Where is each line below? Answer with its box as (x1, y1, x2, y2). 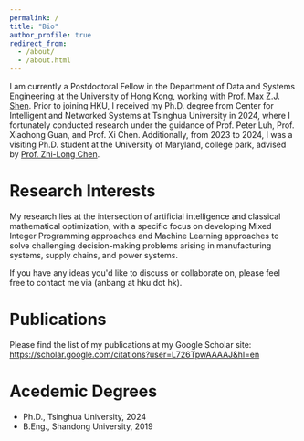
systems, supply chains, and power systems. (9, 249, 178, 260)
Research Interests (9, 181, 156, 202)
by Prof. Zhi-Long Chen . (9, 149, 100, 160)
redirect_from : (9, 38, 68, 48)
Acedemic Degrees (9, 381, 158, 402)
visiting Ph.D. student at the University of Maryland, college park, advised (9, 139, 287, 150)
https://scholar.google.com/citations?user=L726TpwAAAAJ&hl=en (9, 349, 260, 360)
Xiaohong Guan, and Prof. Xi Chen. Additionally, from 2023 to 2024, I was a (9, 130, 293, 140)
